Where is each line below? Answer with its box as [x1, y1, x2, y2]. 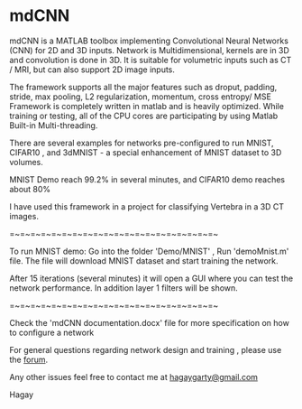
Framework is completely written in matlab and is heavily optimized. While [9, 100, 284, 111]
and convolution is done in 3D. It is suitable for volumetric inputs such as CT [9, 54, 292, 65]
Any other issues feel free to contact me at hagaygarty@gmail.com [9, 371, 259, 382]
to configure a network [9, 327, 95, 338]
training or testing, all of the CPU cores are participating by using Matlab [9, 110, 279, 121]
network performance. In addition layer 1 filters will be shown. [9, 282, 239, 293]
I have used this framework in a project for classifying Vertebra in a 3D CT [9, 200, 285, 212]
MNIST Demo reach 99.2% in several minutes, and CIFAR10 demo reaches [9, 173, 286, 185]
